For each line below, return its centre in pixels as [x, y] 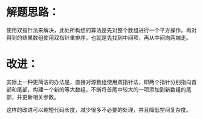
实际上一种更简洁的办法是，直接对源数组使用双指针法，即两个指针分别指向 [99, 82]
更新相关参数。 [40, 97]
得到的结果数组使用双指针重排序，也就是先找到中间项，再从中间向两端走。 [99, 37]
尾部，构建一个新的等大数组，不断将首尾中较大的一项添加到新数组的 [101, 89]
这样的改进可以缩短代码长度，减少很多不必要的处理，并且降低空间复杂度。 [99, 109]
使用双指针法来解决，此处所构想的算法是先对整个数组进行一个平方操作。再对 [101, 30]
